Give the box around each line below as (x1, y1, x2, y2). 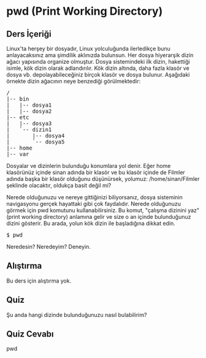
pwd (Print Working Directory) (6, 4, 163, 18)
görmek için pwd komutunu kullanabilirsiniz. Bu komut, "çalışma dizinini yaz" (6, 207, 200, 214)
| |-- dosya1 (6, 102, 52, 109)
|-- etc (6, 114, 29, 121)
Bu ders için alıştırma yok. (6, 277, 72, 284)
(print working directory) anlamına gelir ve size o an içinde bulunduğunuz (6, 213, 191, 220)
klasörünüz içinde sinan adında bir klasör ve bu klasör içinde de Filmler (6, 169, 185, 176)
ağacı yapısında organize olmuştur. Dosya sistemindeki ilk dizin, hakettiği (6, 58, 190, 65)
